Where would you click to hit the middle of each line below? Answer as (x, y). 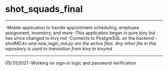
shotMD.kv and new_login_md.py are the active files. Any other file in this (81, 43)
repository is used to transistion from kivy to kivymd (59, 49)
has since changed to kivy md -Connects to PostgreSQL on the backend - (81, 38)
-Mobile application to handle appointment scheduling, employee (72, 27)
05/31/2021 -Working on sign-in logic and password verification (71, 63)
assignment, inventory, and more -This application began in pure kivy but (80, 33)
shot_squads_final (44, 9)
